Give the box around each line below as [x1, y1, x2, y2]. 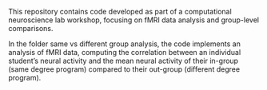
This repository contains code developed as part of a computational [8, 7, 232, 16]
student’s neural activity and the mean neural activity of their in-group [8, 56, 238, 65]
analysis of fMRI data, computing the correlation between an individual [8, 48, 241, 57]
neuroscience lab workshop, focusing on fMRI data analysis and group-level [8, 15, 260, 25]
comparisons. [8, 24, 54, 33]
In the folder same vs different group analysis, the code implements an [8, 39, 241, 49]
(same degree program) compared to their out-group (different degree [8, 65, 241, 74]
